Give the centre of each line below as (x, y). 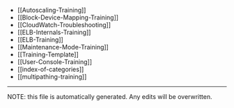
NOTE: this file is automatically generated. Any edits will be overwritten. (110, 97)
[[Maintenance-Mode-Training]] (63, 47)
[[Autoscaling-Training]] (52, 10)
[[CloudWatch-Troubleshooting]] (64, 25)
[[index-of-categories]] (50, 69)
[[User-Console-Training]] (55, 62)
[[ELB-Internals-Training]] (54, 32)
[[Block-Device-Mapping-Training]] (68, 17)
